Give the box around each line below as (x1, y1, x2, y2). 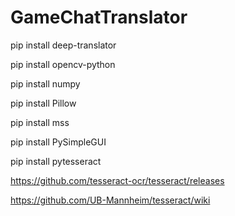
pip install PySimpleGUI (10, 136, 107, 148)
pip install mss (10, 116, 70, 128)
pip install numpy (10, 77, 81, 90)
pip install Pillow (10, 97, 77, 109)
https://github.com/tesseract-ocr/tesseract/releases (10, 174, 225, 186)
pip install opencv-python (10, 58, 116, 70)
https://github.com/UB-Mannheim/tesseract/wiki (10, 194, 211, 206)
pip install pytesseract (10, 155, 102, 167)
